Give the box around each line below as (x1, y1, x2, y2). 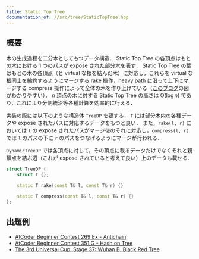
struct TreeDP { (6, 166, 46, 173)
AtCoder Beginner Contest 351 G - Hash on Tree (14, 239, 133, 246)
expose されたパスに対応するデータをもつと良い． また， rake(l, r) (17, 120, 185, 127)
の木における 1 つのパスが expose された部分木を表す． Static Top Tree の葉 (6, 62, 192, 69)
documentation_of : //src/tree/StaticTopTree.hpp (6, 14, 129, 20)
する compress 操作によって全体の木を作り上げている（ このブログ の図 (16, 85, 189, 92)
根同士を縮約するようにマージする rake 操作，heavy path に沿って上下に (6, 77, 184, 84)
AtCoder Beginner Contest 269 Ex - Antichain (14, 233, 127, 240)
